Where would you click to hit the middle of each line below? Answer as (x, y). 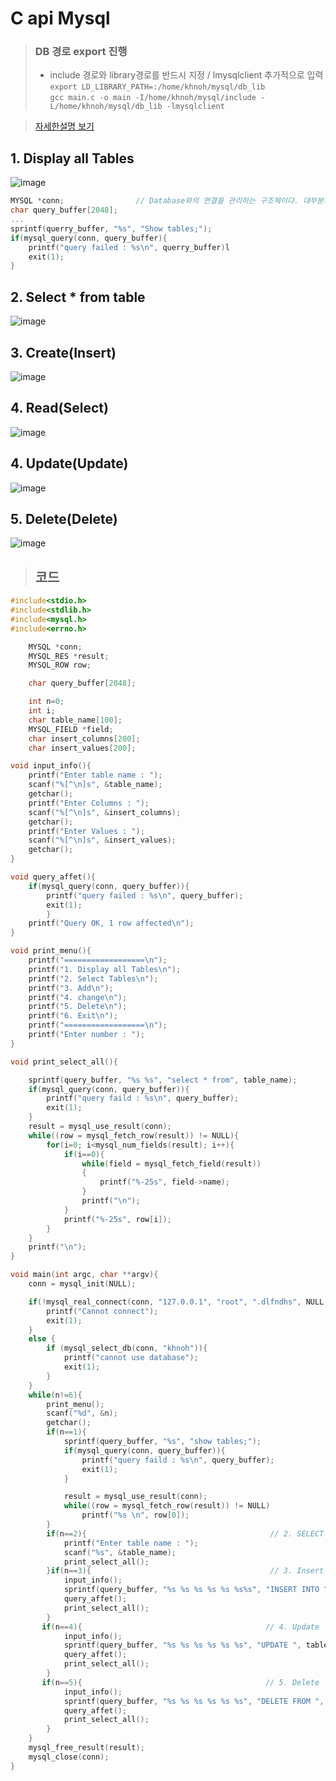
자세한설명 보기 (64, 126)
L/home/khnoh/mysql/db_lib (106, 107)
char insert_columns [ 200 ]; (84, 738)
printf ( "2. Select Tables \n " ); (93, 978)
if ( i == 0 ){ (84, 1154)
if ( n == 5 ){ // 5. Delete (180, 1682)
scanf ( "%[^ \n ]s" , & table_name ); (95, 785)
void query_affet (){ (53, 877)
